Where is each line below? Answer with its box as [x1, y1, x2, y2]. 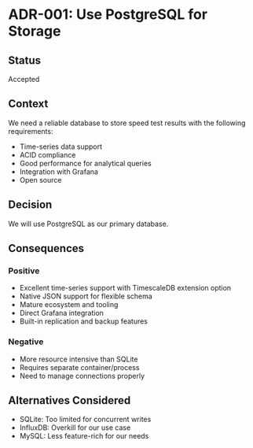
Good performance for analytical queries [19, 158, 152, 168]
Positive [8, 265, 40, 276]
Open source [19, 175, 62, 184]
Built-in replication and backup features [19, 317, 148, 326]
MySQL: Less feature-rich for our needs [19, 431, 149, 441]
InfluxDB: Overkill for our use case [19, 423, 131, 432]
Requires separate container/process [19, 362, 140, 372]
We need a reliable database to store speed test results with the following [8, 118, 246, 128]
